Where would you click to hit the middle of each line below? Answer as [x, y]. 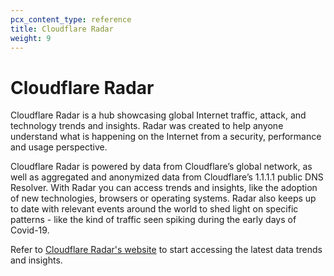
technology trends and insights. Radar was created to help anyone [147, 126]
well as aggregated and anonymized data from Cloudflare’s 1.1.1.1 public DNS [167, 177]
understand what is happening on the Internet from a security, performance [166, 137]
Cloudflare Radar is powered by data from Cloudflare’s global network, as [161, 167]
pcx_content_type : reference [71, 19]
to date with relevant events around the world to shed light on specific [154, 209]
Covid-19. [30, 230]
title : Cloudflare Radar [62, 29]
